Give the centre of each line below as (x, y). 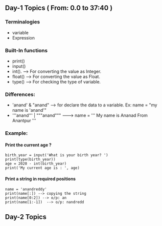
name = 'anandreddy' (26, 189)
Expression (23, 38)
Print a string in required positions (40, 179)
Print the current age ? (28, 145)
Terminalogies (23, 22)
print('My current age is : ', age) (42, 168)
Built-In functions (26, 50)
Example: (16, 133)
